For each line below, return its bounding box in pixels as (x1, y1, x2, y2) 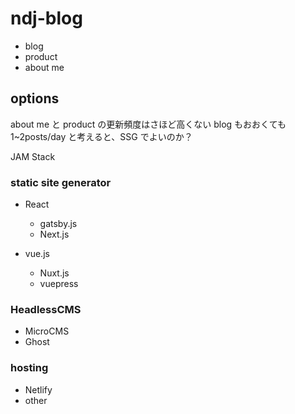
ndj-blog (10, 7, 83, 30)
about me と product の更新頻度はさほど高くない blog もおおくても (10, 118, 287, 130)
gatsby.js (39, 218, 78, 230)
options (10, 90, 60, 107)
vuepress (39, 278, 79, 290)
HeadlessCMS (10, 302, 82, 316)
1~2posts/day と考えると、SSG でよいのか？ (10, 130, 193, 142)
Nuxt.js (39, 267, 70, 279)
